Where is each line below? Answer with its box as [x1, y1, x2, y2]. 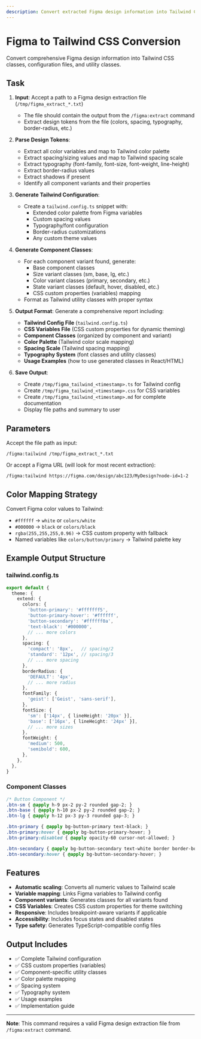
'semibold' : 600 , [28, 746, 71, 752]
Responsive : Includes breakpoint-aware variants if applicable [14, 909, 167, 916]
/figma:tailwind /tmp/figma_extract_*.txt [6, 451, 114, 457]
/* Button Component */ [6, 796, 66, 802]
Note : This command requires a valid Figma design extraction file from [6, 1020, 181, 1027]
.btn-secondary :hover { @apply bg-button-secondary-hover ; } [6, 851, 162, 857]
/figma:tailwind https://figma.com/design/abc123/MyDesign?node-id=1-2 [6, 473, 188, 479]
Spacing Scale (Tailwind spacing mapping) [23, 345, 130, 352]
